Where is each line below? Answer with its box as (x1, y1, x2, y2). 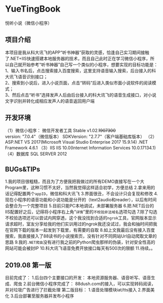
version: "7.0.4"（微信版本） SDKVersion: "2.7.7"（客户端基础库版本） (5, 134, 145, 139)
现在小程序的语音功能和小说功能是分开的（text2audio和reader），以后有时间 (5, 197, 157, 202)
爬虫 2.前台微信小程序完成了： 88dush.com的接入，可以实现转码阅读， (13, 281, 156, 287)
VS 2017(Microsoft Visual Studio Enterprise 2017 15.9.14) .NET (24, 139, 148, 145)
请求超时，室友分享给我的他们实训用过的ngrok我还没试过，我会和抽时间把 (5, 221, 153, 227)
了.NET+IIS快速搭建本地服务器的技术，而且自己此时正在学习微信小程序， (5, 55, 150, 61)
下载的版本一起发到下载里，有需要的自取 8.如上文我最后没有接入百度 (18, 227, 155, 233)
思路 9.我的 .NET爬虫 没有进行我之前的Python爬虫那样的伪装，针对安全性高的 (5, 239, 156, 245)
